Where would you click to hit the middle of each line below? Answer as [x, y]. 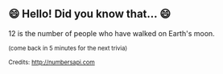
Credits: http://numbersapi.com [52, 62]
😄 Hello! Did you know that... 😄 [90, 14]
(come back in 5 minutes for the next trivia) [68, 48]
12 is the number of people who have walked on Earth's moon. [111, 33]
